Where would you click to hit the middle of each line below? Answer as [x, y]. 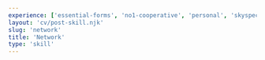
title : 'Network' [37, 37]
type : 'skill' [32, 44]
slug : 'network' [35, 30]
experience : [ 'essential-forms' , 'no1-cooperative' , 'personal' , [118, 15]
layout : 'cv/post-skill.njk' [56, 23]
